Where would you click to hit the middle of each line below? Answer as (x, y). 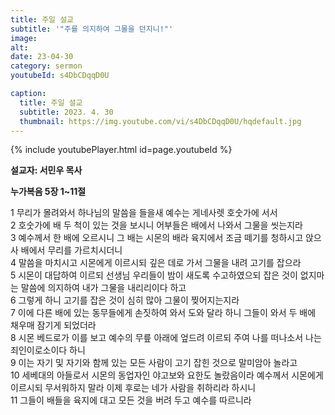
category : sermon (46, 66)
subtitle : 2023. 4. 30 (66, 112)
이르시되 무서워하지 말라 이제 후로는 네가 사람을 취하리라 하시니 (133, 388)
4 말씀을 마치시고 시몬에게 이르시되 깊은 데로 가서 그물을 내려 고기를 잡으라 (156, 263)
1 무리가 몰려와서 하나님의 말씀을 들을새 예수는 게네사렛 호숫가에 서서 (144, 213)
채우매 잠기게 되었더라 (53, 325)
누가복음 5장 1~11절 (48, 192)
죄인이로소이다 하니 (48, 350)
